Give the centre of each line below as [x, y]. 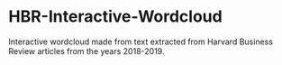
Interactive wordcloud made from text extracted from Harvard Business [141, 42]
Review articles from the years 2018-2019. [86, 51]
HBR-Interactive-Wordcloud [115, 17]
